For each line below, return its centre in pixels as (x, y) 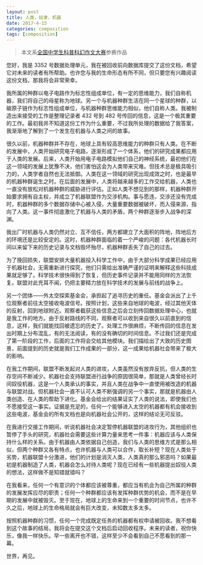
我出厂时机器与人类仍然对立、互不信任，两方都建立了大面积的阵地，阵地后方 (101, 232)
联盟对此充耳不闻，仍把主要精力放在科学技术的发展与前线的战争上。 (101, 283)
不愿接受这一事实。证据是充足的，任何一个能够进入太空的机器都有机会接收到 (101, 407)
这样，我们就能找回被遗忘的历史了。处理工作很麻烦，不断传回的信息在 (104, 326)
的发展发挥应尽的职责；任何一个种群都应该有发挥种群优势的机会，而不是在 (99, 492)
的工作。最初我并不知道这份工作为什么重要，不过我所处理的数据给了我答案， (101, 123)
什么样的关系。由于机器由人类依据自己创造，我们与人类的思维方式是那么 (101, 442)
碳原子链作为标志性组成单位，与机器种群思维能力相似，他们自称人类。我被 (99, 108)
